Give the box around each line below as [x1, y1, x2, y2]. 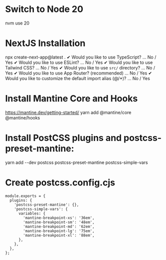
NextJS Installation [5, 37, 86, 49]
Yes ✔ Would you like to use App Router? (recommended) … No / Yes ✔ [5, 70, 152, 76]
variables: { [18, 211, 46, 216]
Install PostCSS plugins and [5, 132, 122, 143]
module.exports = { [5, 193, 46, 198]
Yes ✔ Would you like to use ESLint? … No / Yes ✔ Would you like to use [5, 59, 153, 65]
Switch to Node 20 [5, 3, 84, 15]
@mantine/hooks [5, 114, 40, 120]
